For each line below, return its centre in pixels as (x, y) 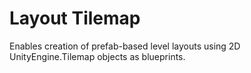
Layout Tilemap (75, 18)
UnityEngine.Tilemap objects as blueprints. (97, 56)
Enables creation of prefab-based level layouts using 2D (125, 46)
